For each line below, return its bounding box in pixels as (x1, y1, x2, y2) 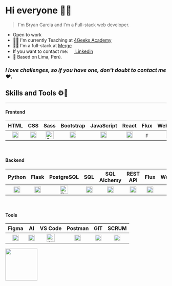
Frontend (5, 109, 26, 115)
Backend (5, 157, 25, 163)
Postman (66, 225, 89, 232)
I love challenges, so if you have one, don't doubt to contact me (5, 66, 166, 73)
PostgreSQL (49, 174, 79, 181)
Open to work (12, 31, 42, 37)
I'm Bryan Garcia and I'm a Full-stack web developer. (17, 22, 130, 28)
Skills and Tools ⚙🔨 (5, 89, 69, 98)
